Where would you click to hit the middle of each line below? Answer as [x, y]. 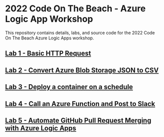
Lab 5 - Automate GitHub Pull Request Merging [78, 120]
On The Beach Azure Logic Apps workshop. [50, 38]
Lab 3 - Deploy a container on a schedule [69, 87]
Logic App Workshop [49, 19]
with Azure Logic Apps [41, 128]
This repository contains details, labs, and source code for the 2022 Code [80, 33]
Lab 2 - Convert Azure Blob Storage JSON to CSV [82, 70]
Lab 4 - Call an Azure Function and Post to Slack [80, 104]
